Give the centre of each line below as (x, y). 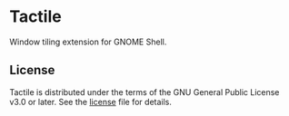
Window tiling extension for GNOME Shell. (88, 42)
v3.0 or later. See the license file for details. (91, 101)
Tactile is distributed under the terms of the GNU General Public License (144, 92)
